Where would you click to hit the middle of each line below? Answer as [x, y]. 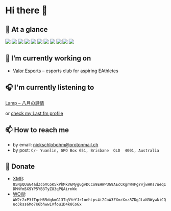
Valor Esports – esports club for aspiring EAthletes [65, 71]
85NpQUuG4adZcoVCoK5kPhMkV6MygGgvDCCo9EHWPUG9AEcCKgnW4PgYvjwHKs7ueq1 [89, 185]
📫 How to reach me [37, 130]
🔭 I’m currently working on [48, 58]
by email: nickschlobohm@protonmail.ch [55, 145]
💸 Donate [20, 166]
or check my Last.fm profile [34, 113]
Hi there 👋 [26, 10]
